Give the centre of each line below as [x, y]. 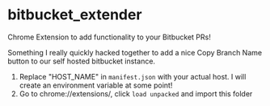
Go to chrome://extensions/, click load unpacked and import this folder [136, 93]
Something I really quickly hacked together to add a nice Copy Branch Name [135, 52]
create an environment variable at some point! [96, 85]
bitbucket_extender [75, 15]
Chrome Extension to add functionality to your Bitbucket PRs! [109, 37]
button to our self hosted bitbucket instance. [81, 61]
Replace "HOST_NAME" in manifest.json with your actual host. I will [133, 76]
